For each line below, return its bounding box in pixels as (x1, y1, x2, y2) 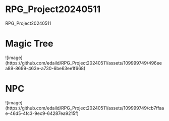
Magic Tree (5, 38, 53, 49)
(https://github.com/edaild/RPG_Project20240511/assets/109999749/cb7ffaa (5, 105, 164, 111)
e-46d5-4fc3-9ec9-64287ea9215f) (5, 110, 79, 116)
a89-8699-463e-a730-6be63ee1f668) (5, 65, 86, 71)
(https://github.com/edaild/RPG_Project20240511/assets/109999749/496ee (5, 59, 162, 66)
